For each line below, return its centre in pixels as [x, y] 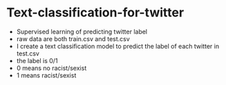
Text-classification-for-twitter [95, 13]
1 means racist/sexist [46, 75]
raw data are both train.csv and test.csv [73, 38]
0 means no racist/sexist [51, 68]
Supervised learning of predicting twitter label [82, 32]
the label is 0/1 [37, 60]
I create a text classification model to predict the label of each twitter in [117, 46]
